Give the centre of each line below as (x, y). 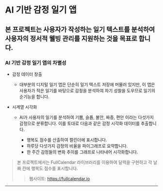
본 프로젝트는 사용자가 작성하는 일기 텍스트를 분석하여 (80, 29)
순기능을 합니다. (34, 96)
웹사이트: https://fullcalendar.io (59, 178)
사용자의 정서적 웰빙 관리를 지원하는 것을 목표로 (71, 39)
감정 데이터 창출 (27, 74)
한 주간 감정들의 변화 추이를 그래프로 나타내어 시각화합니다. (82, 152)
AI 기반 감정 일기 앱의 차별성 (36, 63)
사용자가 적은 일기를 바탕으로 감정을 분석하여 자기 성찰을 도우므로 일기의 (87, 90)
